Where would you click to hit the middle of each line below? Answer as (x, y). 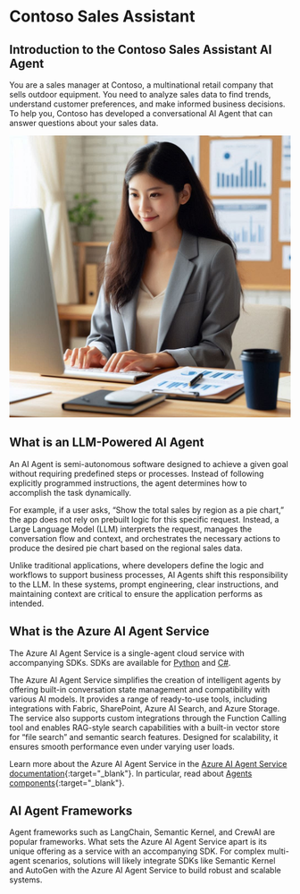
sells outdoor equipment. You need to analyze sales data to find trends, (140, 94)
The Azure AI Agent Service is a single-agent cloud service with (127, 653)
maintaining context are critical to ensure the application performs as (136, 593)
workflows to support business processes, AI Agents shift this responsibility (149, 575)
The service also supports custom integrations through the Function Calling (148, 718)
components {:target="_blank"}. (67, 783)
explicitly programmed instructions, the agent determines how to (128, 483)
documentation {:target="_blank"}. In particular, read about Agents (131, 773)
